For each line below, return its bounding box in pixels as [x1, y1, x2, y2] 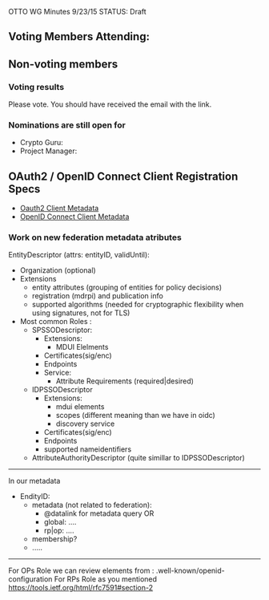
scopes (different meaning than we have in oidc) [55, 411, 216, 420]
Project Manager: [19, 146, 78, 156]
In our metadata [8, 476, 61, 486]
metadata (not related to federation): [31, 501, 152, 510]
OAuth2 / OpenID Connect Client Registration [8, 169, 239, 183]
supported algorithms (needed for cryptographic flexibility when [31, 300, 244, 310]
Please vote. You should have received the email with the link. [8, 99, 212, 109]
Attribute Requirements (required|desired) [55, 376, 195, 386]
